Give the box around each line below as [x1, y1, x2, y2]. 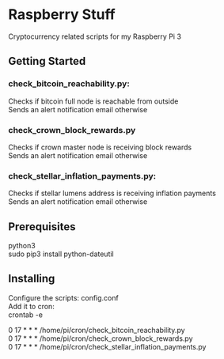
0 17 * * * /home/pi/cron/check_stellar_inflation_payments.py [8, 342, 207, 351]
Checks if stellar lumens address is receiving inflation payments [8, 188, 216, 198]
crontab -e [8, 310, 44, 319]
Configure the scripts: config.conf [8, 293, 119, 302]
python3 [8, 241, 36, 251]
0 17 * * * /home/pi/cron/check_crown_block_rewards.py [8, 334, 193, 343]
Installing [8, 272, 55, 285]
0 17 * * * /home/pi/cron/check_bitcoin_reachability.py [8, 325, 185, 334]
